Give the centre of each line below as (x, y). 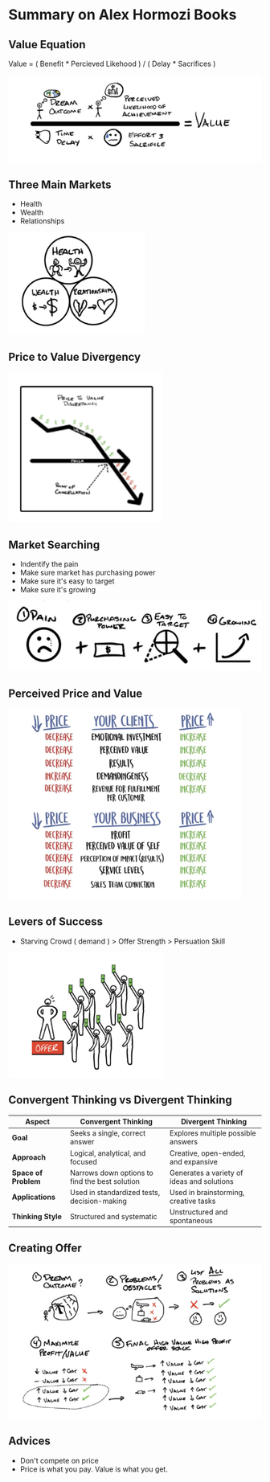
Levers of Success (55, 922)
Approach (29, 1157)
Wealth (32, 213)
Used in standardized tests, (115, 1193)
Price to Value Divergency (75, 356)
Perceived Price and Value (76, 693)
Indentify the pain (49, 563)
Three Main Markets (60, 184)
